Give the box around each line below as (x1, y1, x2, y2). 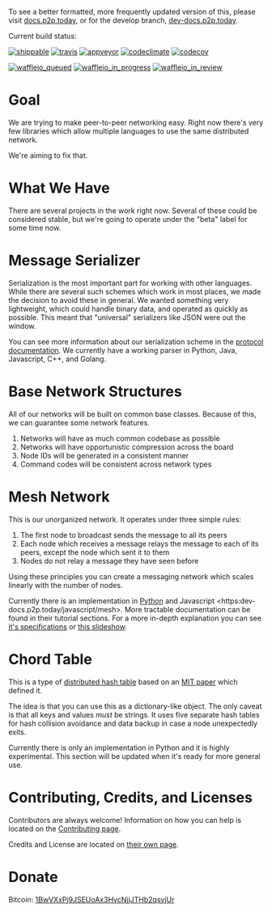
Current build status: (8, 32, 77, 40)
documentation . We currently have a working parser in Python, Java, (8, 345, 237, 355)
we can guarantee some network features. (8, 417, 150, 428)
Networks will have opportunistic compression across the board (19, 441, 234, 452)
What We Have (8, 179, 111, 198)
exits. (8, 727, 27, 736)
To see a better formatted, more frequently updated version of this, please (8, 7, 257, 16)
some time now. (8, 223, 62, 232)
